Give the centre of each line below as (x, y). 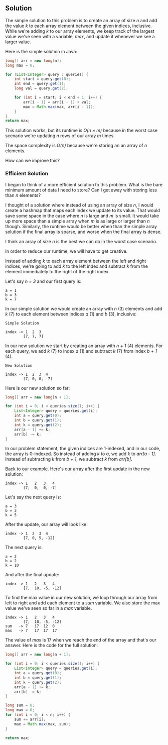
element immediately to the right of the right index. (58, 271)
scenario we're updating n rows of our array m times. (60, 136)
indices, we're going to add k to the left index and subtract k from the (76, 266)
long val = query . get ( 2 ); (41, 88)
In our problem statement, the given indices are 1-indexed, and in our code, (83, 449)
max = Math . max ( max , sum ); (42, 724)
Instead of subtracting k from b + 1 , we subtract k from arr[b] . (69, 459)
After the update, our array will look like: (46, 524)
